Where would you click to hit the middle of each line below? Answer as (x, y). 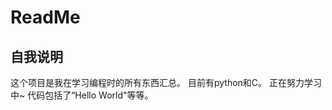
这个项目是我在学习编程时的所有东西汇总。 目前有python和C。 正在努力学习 (166, 82)
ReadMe (45, 17)
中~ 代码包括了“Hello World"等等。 (82, 95)
